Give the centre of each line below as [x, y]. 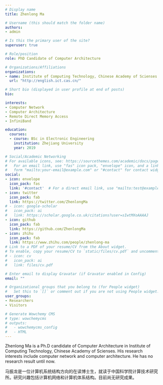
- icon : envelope [23, 179]
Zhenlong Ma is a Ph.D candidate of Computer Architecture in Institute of [78, 346]
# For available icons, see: [34, 161]
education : [16, 130]
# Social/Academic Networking [36, 157]
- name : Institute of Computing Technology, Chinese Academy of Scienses [81, 76]
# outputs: [16, 323]
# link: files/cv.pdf [29, 265]
